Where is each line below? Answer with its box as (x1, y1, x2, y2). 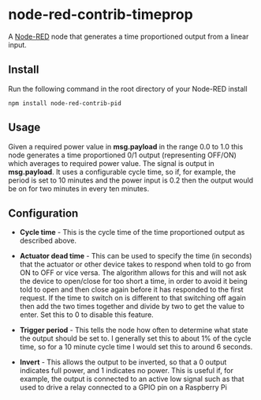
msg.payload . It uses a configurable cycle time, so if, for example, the (8, 167, 237, 176)
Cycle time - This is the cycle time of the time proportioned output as (19, 228, 245, 237)
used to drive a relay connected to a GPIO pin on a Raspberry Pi (19, 383, 227, 392)
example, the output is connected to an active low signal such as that (19, 374, 244, 384)
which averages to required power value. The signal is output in (8, 158, 214, 168)
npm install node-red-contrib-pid (8, 99, 122, 108)
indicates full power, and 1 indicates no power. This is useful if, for (19, 366, 234, 375)
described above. (19, 236, 77, 246)
